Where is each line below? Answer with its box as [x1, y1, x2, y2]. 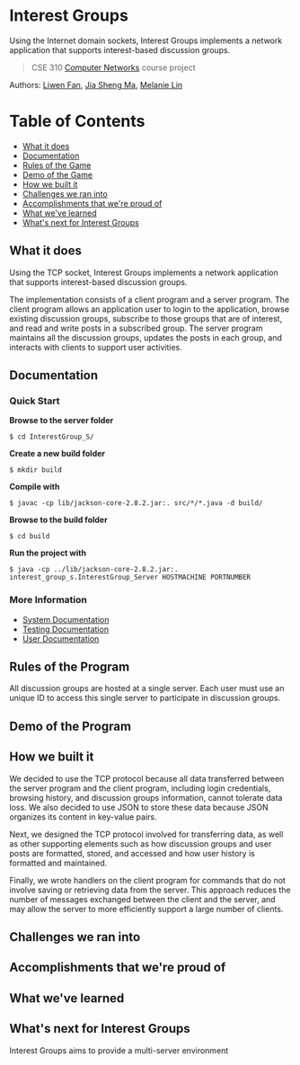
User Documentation [22, 633, 100, 643]
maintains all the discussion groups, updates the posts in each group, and [9, 332, 283, 342]
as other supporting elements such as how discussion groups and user [9, 838, 272, 849]
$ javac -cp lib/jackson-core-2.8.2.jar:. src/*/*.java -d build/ [9, 499, 263, 508]
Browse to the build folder [9, 514, 108, 526]
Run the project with [9, 547, 87, 558]
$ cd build [9, 532, 50, 541]
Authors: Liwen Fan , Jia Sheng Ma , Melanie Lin [9, 79, 183, 90]
